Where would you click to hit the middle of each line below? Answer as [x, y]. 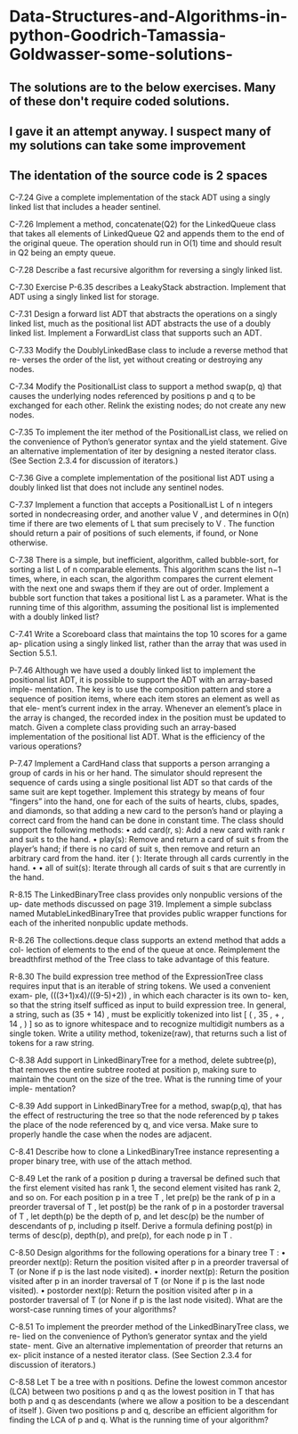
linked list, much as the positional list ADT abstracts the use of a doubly [140, 323]
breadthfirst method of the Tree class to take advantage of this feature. [139, 959]
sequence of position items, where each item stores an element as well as [145, 699]
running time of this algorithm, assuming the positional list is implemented [144, 607]
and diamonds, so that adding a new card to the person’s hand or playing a [146, 810]
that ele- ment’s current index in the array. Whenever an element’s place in [145, 708]
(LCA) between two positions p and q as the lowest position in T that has [142, 1391]
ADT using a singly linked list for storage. [85, 296]
